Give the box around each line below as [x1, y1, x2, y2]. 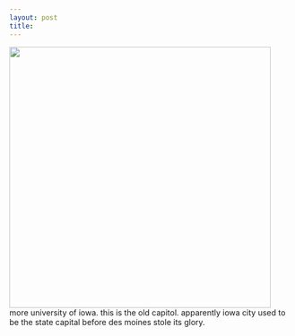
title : [9, 22, 34, 30]
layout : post [9, 13, 58, 22]
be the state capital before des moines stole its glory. [9, 316, 205, 327]
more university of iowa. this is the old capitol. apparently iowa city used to [9, 306, 286, 318]
